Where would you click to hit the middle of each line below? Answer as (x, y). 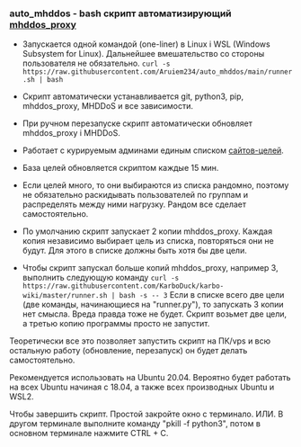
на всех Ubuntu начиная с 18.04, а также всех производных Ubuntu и (142, 387)
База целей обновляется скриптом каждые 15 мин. (120, 168)
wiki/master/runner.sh (65, 296)
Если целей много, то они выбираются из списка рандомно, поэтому (155, 185)
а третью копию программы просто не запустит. (116, 324)
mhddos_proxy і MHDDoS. (71, 133)
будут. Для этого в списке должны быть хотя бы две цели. (134, 251)
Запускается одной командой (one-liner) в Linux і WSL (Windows (146, 44)
